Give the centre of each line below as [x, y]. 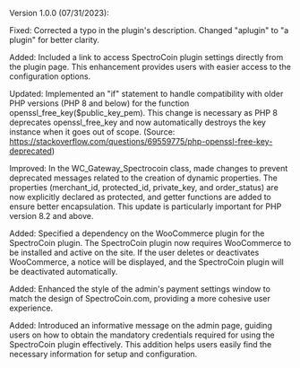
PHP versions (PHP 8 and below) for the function [99, 103]
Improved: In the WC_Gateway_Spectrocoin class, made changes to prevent [149, 168]
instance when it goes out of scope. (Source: [92, 132]
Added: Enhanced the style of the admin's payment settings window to [140, 289]
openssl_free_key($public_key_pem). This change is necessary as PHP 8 [144, 113]
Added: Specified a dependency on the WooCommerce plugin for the [137, 233]
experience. [31, 308]
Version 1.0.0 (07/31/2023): [59, 13]
